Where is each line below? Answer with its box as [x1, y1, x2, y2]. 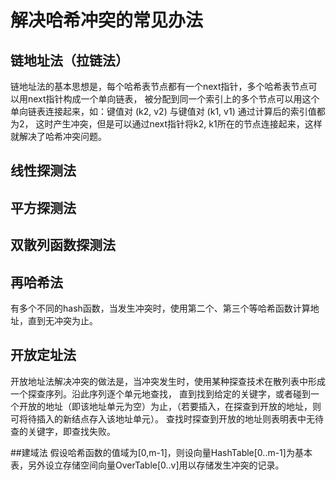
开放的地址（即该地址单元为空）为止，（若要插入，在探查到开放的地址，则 [18, 400, 322, 412]
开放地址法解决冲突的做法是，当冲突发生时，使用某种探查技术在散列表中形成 [10, 375, 326, 387]
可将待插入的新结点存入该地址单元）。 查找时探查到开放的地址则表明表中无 [10, 412, 315, 425]
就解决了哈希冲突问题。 [10, 131, 107, 142]
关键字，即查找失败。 [27, 425, 116, 437]
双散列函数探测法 [10, 237, 116, 254]
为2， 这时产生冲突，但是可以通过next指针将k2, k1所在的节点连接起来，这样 [10, 118, 323, 130]
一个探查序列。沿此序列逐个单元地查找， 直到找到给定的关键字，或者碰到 [10, 387, 311, 400]
